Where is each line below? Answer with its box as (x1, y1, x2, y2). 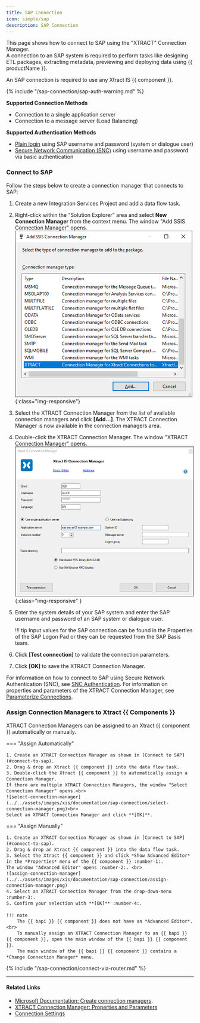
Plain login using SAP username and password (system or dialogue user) (14, 140, 193, 148)
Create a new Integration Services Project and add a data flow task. (14, 200, 180, 207)
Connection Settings (14, 1010, 65, 1017)
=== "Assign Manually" (6, 822, 63, 829)
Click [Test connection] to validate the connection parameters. (14, 651, 170, 658)
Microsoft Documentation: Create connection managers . (14, 997, 154, 1004)
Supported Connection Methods (6, 99, 88, 107)
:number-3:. (6, 894, 36, 901)
